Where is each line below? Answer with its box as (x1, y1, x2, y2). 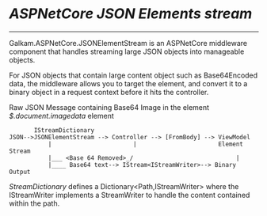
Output (9, 168, 31, 176)
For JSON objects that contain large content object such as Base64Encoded (9, 70, 258, 80)
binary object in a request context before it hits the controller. (9, 87, 209, 97)
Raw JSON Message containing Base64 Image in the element (9, 102, 209, 112)
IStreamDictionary (33, 126, 94, 135)
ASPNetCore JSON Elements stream (9, 5, 253, 23)
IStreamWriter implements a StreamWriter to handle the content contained (9, 190, 250, 199)
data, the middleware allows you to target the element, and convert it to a (9, 78, 248, 88)
